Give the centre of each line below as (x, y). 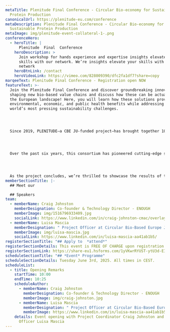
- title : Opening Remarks (37, 270)
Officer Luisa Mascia (41, 322)
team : (11, 199)
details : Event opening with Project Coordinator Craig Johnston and (89, 317)
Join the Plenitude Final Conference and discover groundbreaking (81, 90)
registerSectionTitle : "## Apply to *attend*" (56, 242)
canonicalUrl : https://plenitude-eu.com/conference (61, 19)
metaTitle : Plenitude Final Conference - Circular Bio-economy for (78, 10)
